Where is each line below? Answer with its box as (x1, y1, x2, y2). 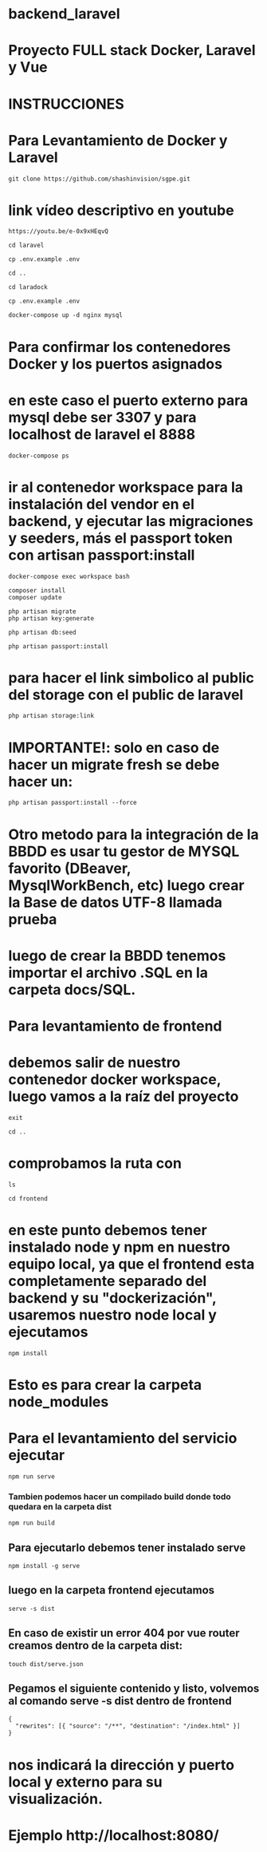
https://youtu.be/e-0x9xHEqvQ (8, 228, 109, 235)
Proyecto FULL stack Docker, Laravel (8, 42, 257, 60)
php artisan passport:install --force (8, 799, 137, 807)
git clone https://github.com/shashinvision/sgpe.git (8, 175, 191, 183)
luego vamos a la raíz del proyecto (8, 1087, 239, 1106)
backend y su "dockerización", (8, 1289, 217, 1307)
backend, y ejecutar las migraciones (8, 512, 253, 530)
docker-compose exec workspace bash (8, 572, 130, 580)
